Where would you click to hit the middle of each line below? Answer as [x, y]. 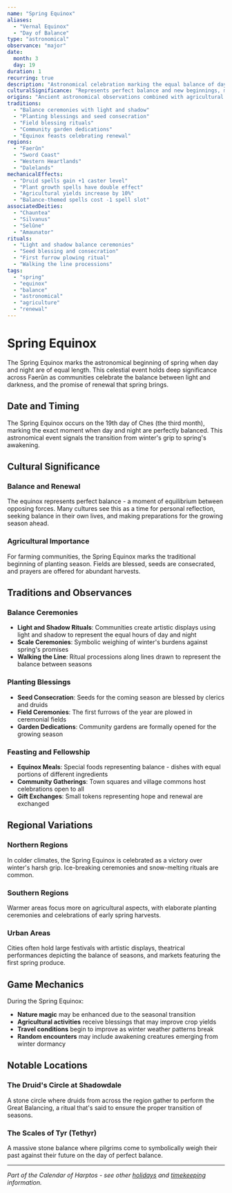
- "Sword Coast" [37, 155]
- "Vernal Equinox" [41, 26]
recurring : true [30, 78]
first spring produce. [36, 963]
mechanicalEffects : [35, 174]
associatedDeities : [35, 207]
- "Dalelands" [33, 168]
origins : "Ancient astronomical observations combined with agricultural [116, 97]
